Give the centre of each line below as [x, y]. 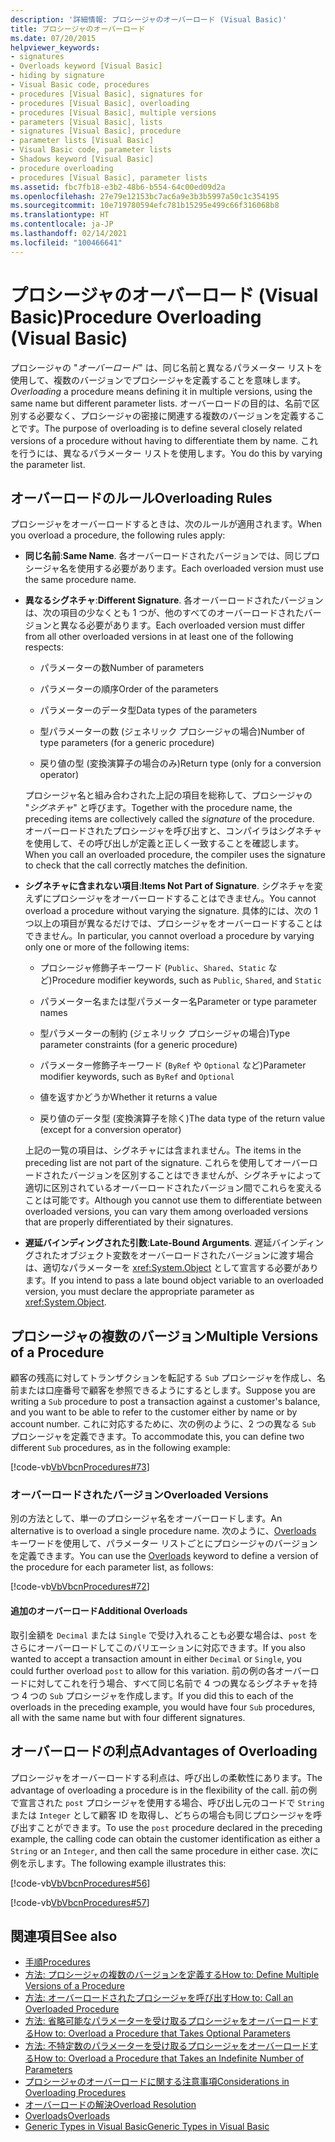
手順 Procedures [57, 1962]
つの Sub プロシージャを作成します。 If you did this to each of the [161, 1695]
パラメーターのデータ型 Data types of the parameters [148, 710]
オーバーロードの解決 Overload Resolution [110, 2105]
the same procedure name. [80, 580]
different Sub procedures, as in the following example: [120, 1448]
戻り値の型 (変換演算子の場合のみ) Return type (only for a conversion [180, 763]
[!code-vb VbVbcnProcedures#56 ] [80, 1883]
